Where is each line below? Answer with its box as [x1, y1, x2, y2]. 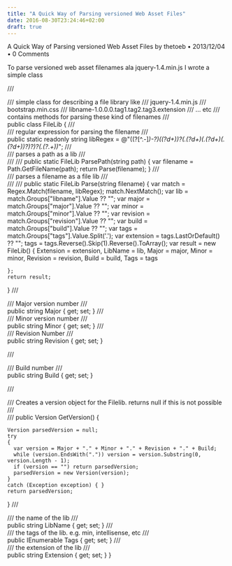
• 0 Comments [7, 50, 50, 58]
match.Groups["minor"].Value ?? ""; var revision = [7, 209, 150, 218]
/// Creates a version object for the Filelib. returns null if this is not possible [7, 398, 222, 406]
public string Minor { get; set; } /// [7, 322, 104, 330]
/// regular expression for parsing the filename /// [7, 127, 149, 136]
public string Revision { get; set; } [7, 337, 103, 345]
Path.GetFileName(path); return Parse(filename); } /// [7, 165, 159, 174]
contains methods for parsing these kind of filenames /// [7, 113, 170, 121]
